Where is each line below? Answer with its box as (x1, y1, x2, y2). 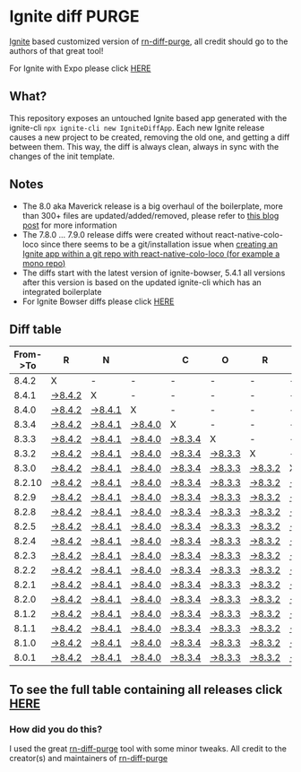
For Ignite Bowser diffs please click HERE (21, 296, 175, 307)
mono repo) (21, 257, 66, 268)
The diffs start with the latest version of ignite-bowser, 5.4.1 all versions (21, 267, 286, 278)
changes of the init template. (9, 151, 115, 161)
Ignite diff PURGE (9, 6, 140, 27)
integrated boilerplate (21, 286, 102, 297)
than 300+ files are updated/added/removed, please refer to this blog (21, 210, 279, 221)
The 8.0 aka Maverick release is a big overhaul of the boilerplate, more (21, 200, 284, 212)
